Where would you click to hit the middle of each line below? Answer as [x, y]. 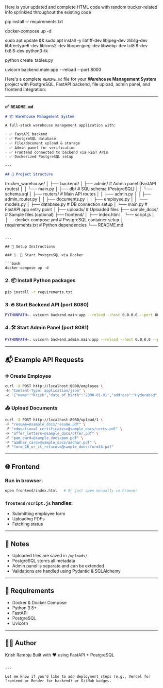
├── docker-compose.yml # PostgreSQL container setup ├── [67, 220]
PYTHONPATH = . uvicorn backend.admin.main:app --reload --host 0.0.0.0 [78, 339]
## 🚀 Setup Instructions [30, 247]
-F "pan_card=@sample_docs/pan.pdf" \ [44, 438]
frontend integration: [25, 89]
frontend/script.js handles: [39, 503]
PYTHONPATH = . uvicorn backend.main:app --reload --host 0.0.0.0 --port [79, 315]
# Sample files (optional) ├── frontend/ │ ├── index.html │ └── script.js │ [80, 215]
